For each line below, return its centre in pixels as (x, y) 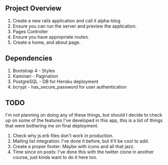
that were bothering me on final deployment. (52, 126)
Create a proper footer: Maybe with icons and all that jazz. (74, 147)
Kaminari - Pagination (35, 76)
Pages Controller (30, 31)
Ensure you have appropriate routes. (51, 37)
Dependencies (29, 58)
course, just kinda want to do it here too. (55, 157)
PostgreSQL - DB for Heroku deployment (55, 81)
